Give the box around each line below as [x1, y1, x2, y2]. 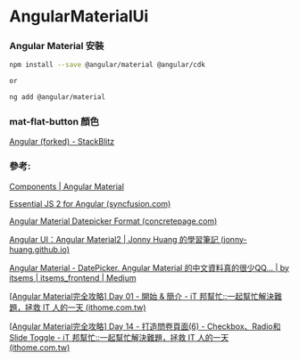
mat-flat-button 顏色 [9, 116, 100, 128]
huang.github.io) [9, 243, 70, 255]
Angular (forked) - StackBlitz [9, 136, 114, 147]
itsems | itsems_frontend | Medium [9, 272, 137, 283]
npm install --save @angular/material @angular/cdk [9, 61, 205, 70]
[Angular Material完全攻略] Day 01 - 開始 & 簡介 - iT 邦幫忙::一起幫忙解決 [9, 291, 275, 301]
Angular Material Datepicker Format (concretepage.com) [9, 216, 218, 226]
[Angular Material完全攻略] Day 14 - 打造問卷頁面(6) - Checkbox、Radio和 [9, 321, 281, 332]
